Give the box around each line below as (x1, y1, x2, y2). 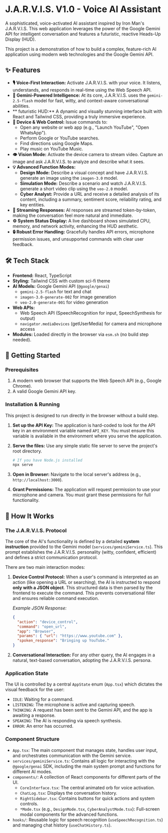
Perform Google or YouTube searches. (20, 135, 99, 141)
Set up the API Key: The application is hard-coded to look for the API (12, 422, 155, 428)
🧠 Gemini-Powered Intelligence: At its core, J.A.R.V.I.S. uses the (12, 92, 146, 98)
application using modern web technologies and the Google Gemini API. (5, 51, 154, 57)
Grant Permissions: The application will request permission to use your (12, 487, 160, 493)
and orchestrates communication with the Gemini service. (12, 752, 132, 759)
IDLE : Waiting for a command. (12, 696, 74, 703)
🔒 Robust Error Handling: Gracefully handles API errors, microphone (12, 229, 154, 235)
